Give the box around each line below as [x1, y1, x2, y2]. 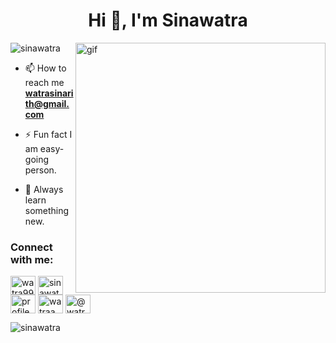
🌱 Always [24, 183, 64, 195]
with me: [10, 252, 54, 266]
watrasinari [24, 87, 74, 99]
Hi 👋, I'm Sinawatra [88, 9, 248, 32]
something [24, 204, 70, 216]
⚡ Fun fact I [24, 128, 73, 140]
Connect [10, 240, 53, 254]
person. [24, 164, 57, 176]
